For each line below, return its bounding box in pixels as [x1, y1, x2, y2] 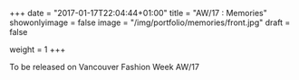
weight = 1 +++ [9, 44, 66, 55]
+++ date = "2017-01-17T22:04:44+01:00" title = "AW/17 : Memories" [9, 8, 267, 18]
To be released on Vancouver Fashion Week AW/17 [9, 62, 199, 72]
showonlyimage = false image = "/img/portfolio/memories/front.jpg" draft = [9, 17, 291, 28]
